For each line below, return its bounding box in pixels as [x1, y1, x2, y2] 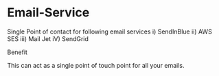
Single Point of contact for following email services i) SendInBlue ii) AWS [7, 27, 213, 36]
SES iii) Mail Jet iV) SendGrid [7, 34, 89, 42]
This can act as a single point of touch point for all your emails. [7, 61, 185, 69]
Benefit [7, 48, 27, 56]
